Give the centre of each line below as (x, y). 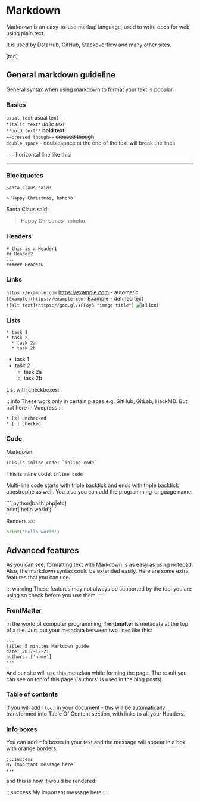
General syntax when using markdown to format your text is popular (90, 89)
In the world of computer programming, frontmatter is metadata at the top (97, 623)
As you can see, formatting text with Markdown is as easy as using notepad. (100, 565)
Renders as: (21, 521)
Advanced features (43, 550)
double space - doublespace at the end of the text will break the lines (91, 143)
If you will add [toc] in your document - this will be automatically (86, 707)
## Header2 (20, 254)
